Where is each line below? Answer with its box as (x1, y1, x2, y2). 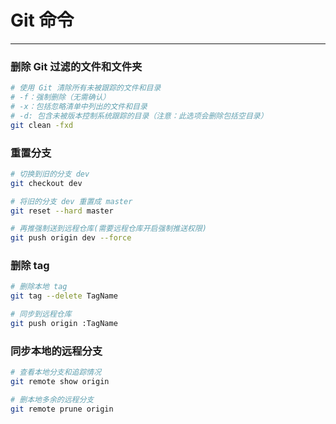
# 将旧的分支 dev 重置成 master (10, 196, 133, 206)
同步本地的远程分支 (10, 344, 103, 358)
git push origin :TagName (10, 319, 118, 329)
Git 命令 (10, 9, 75, 32)
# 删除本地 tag (10, 282, 68, 292)
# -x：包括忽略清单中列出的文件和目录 (10, 101, 148, 111)
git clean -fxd (10, 120, 74, 130)
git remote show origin (10, 377, 110, 387)
